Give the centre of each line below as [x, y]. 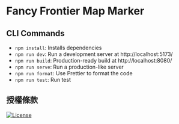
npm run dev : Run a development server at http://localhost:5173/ [94, 54]
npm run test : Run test [43, 80]
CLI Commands [35, 33]
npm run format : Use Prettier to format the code [74, 73]
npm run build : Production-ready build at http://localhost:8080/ [93, 60]
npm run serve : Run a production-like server [69, 67]
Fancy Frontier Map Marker [75, 11]
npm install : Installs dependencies [58, 48]
